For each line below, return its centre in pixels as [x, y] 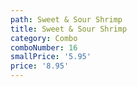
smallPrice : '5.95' [51, 57]
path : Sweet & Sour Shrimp [66, 19]
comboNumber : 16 [44, 47]
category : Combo [44, 38]
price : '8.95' [40, 66]
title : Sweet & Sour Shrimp [69, 29]
